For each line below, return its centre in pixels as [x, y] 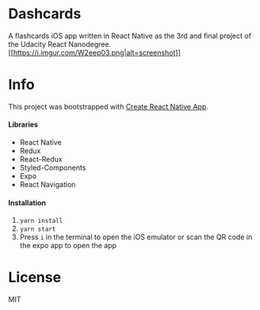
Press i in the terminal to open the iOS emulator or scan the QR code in [136, 237]
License [35, 277]
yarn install [41, 221]
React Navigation [48, 185]
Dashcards [45, 14]
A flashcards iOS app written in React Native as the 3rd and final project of [130, 36]
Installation [27, 202]
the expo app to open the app [68, 246]
